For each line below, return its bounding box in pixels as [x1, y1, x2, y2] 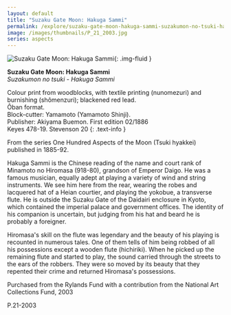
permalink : [7, 23, 38, 30]
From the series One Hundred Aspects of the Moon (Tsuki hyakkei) [7, 138, 197, 146]
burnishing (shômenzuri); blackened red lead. [7, 96, 136, 104]
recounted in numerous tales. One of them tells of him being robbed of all [7, 238, 215, 246]
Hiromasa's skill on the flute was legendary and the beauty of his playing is [7, 231, 220, 239]
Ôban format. [7, 103, 45, 111]
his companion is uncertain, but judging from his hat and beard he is [7, 210, 201, 219]
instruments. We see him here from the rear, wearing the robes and [7, 181, 197, 189]
